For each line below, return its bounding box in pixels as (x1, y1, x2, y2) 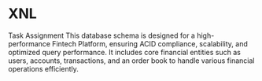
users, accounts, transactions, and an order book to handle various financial (8, 56, 255, 65)
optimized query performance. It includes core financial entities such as (8, 47, 242, 57)
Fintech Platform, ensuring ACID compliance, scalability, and (52, 39, 248, 48)
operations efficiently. (8, 64, 79, 73)
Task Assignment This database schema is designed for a (8, 31, 195, 40)
